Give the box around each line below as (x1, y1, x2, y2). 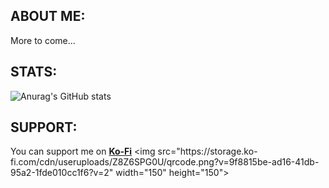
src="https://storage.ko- (157, 145, 258, 158)
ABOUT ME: (10, 8, 86, 25)
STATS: (10, 64, 58, 81)
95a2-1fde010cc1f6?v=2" (10, 167, 114, 179)
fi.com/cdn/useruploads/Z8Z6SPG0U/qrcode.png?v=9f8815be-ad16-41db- (10, 156, 320, 168)
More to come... (10, 34, 76, 46)
